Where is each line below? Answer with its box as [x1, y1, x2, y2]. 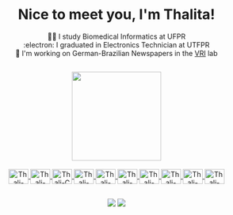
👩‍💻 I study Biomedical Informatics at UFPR [47, 32, 186, 41]
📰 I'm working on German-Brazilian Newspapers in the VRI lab [14, 48, 218, 58]
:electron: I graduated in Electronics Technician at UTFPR [23, 40, 210, 49]
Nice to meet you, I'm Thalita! [17, 6, 216, 24]
